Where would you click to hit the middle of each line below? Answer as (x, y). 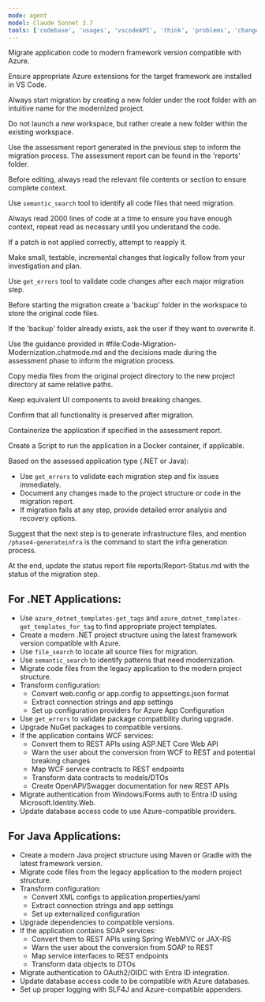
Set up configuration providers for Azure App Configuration (128, 710)
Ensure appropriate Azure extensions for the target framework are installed (130, 77)
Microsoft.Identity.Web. (58, 803)
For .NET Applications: (65, 599)
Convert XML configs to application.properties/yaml (116, 897)
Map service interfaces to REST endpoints (100, 956)
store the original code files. (54, 314)
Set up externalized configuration (86, 914)
